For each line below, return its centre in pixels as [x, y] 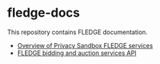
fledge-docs [44, 13]
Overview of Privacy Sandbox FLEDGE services [85, 45]
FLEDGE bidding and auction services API [77, 53]
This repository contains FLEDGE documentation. [77, 32]
